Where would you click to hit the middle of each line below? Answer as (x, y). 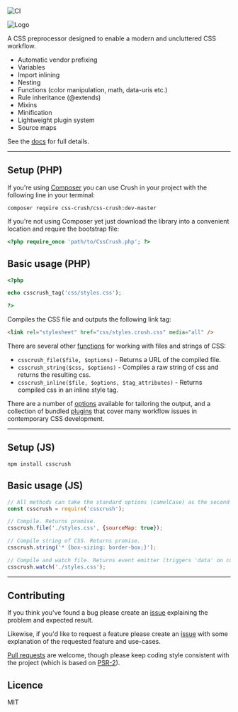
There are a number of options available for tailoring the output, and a (109, 404)
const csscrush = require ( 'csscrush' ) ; (66, 509)
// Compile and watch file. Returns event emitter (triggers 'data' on (115, 560)
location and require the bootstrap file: (63, 229)
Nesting (29, 82)
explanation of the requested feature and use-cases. (84, 642)
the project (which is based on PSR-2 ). (64, 663)
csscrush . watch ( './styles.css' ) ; (57, 567)
